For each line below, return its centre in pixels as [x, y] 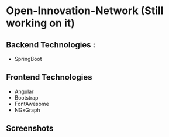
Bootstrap [26, 97]
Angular [24, 91]
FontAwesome [32, 104]
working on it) [40, 23]
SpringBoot [28, 59]
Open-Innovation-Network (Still [85, 11]
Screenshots [30, 129]
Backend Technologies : [51, 45]
